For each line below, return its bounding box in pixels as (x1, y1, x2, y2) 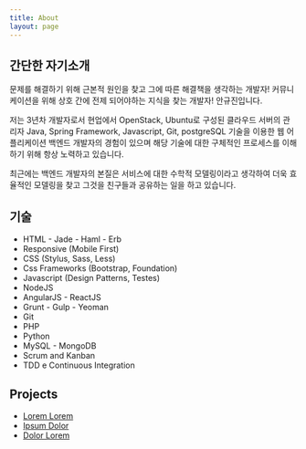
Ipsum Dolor (22, 420, 69, 431)
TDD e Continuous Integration (22, 360, 135, 371)
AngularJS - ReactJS (22, 292, 102, 303)
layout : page (9, 22, 59, 31)
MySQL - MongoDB (22, 340, 97, 351)
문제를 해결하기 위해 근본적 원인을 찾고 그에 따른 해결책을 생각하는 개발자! (9, 84, 270, 95)
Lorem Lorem (22, 410, 74, 421)
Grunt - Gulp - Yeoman (22, 302, 110, 313)
